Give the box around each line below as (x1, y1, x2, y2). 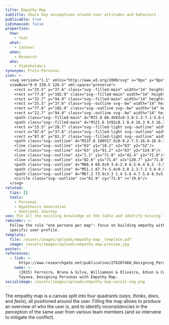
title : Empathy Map (5, 7, 46, 13)
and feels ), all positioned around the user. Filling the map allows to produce (5, 298, 161, 304)
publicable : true (5, 17, 42, 22)
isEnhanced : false (5, 21, 44, 27)
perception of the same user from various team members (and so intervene (5, 309, 161, 315)
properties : (5, 26, 30, 31)
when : (10, 49, 22, 54)
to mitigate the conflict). (5, 314, 55, 320)
